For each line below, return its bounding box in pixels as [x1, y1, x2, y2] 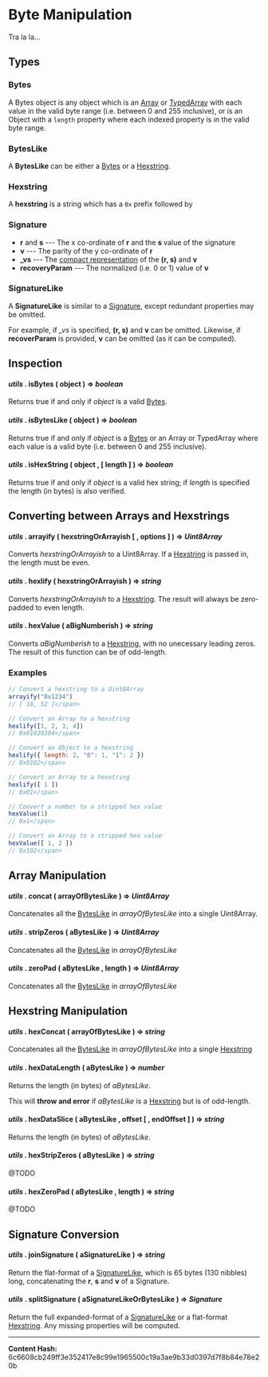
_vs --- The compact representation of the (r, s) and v [19, 254, 198, 264]
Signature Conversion [8, 1227, 120, 1241]
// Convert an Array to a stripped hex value [8, 832, 162, 840]
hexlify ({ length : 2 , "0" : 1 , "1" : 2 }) [8, 751, 145, 759]
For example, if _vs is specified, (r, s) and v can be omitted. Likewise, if [8, 325, 241, 334]
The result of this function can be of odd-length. [8, 646, 167, 657]
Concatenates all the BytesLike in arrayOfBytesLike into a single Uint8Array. [8, 909, 258, 919]
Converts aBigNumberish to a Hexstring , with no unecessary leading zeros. [8, 638, 256, 648]
